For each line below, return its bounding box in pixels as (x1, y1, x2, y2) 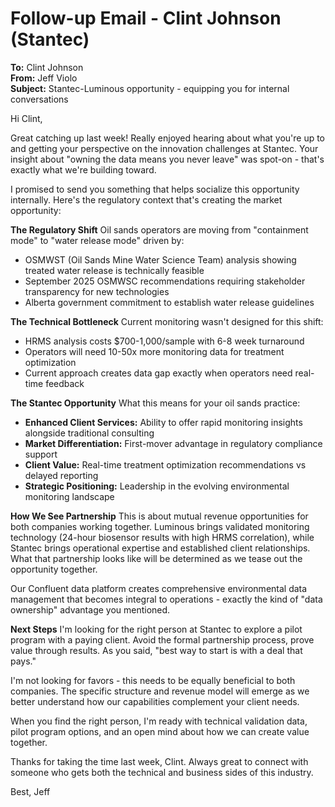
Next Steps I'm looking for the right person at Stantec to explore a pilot (10, 623, 303, 635)
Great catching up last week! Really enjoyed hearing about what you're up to (10, 132, 326, 144)
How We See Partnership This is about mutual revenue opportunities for (10, 510, 309, 522)
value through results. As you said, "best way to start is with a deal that (10, 644, 303, 656)
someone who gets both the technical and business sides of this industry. (10, 766, 314, 778)
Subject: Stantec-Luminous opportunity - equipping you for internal (10, 82, 290, 94)
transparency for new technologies (24, 285, 170, 297)
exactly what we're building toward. (10, 163, 157, 176)
